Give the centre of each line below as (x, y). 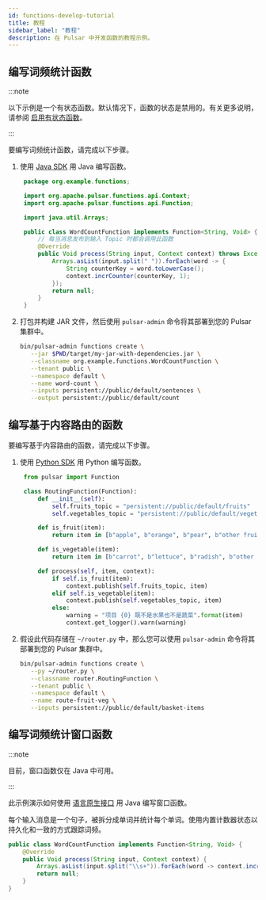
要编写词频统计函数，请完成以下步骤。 (70, 150)
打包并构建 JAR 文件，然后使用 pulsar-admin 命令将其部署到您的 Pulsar (135, 322)
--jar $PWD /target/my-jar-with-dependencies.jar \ (116, 354)
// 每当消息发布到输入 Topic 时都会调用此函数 (106, 239)
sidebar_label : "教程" (44, 30)
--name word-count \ (65, 383)
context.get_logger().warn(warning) (127, 623)
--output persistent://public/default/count (105, 398)
